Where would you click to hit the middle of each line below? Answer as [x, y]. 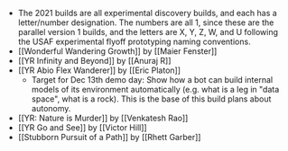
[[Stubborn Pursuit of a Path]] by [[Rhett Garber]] [109, 137]
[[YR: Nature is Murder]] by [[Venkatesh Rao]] [103, 118]
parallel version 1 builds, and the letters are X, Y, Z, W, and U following [148, 32]
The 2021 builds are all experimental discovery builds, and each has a [147, 13]
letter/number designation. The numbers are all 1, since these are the [146, 22]
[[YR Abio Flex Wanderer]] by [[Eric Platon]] [99, 70]
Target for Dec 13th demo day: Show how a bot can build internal [152, 80]
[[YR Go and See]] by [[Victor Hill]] [82, 128]
